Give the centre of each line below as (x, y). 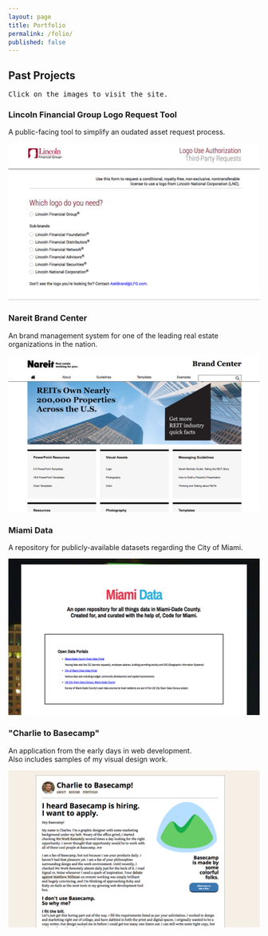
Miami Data (31, 530)
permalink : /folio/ (41, 33)
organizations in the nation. (53, 344)
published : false (37, 42)
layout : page (30, 17)
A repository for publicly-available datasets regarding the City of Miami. (126, 547)
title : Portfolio (37, 25)
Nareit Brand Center (48, 318)
